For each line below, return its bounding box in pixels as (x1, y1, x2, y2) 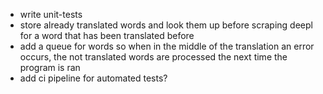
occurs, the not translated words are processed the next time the (19, 51, 288, 63)
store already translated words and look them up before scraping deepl (19, 19, 313, 31)
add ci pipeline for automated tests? (19, 72, 168, 84)
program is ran (19, 62, 81, 73)
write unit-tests (19, 9, 83, 20)
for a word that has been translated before (19, 30, 195, 41)
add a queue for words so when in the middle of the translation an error (19, 40, 315, 52)
